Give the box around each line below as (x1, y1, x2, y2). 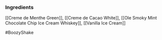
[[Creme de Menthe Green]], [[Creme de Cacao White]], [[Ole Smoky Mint (5, 15, 157, 21)
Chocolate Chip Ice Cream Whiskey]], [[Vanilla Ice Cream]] (5, 20, 126, 26)
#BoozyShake (5, 30, 34, 36)
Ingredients (5, 4, 34, 11)
